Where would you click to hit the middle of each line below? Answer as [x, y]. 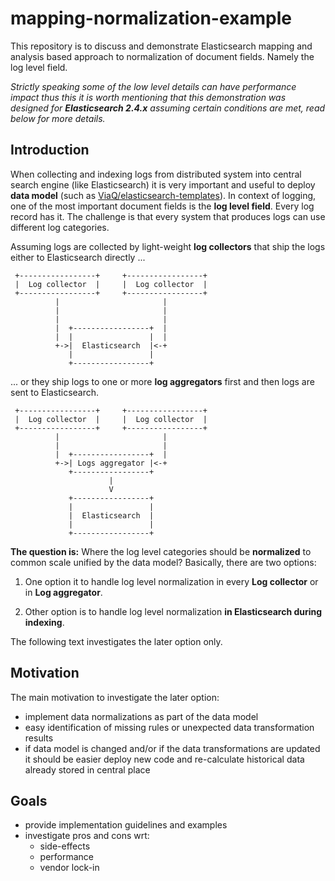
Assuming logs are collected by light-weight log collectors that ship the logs [168, 246]
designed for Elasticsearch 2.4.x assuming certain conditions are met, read [168, 108]
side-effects [65, 846]
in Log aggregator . [63, 592]
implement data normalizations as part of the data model [141, 716]
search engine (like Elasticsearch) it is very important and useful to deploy [163, 184]
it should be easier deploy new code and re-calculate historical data [164, 759]
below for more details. [58, 118]
